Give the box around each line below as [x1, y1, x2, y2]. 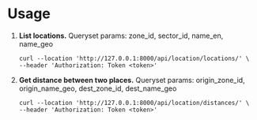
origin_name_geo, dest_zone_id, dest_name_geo [18, 84, 177, 93]
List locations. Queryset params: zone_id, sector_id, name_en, [18, 31, 224, 40]
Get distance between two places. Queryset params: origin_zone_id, [18, 75, 246, 84]
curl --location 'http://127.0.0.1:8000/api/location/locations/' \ [18, 54, 250, 62]
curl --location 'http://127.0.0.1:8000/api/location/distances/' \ [18, 99, 250, 107]
